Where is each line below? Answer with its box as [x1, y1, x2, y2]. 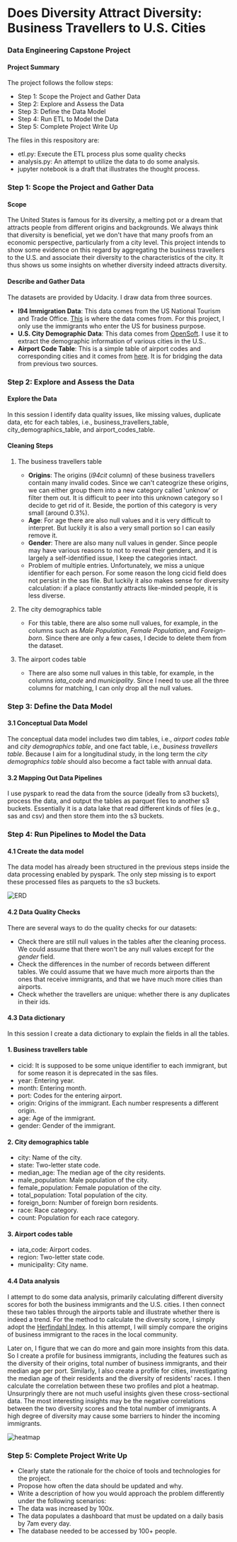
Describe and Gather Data [7, 278, 85, 286]
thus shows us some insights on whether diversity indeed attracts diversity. [7, 261, 227, 270]
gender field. [17, 952, 55, 961]
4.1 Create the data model [7, 847, 84, 855]
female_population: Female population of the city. [17, 1184, 162, 1192]
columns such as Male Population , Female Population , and [28, 626, 200, 634]
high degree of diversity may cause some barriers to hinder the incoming [7, 1411, 221, 1420]
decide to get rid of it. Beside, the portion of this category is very [28, 501, 217, 509]
